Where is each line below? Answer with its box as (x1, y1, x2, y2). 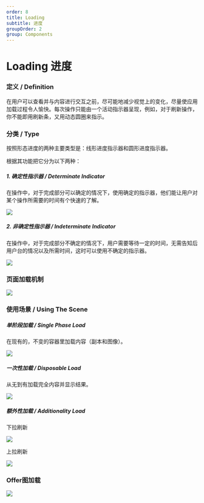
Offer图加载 (6, 476, 41, 484)
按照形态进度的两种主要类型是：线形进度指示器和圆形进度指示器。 (6, 144, 171, 152)
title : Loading (6, 15, 45, 21)
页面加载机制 (6, 275, 44, 283)
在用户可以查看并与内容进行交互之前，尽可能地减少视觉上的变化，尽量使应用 (6, 98, 198, 105)
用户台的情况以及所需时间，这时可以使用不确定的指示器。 (6, 247, 150, 254)
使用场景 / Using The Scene (6, 305, 88, 313)
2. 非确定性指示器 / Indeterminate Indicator (6, 223, 116, 230)
